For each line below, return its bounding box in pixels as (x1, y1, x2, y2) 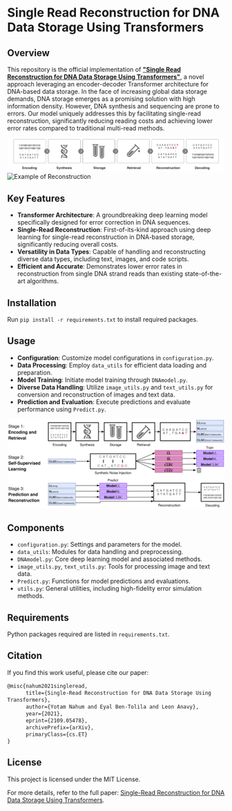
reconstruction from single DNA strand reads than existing (17, 269, 183, 278)
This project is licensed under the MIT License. (7, 775, 141, 783)
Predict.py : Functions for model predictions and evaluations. (17, 577, 191, 585)
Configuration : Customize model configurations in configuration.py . (17, 354, 214, 362)
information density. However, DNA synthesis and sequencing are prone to (7, 102, 220, 110)
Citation (7, 650, 43, 662)
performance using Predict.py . (17, 405, 106, 413)
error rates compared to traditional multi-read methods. (7, 124, 165, 132)
